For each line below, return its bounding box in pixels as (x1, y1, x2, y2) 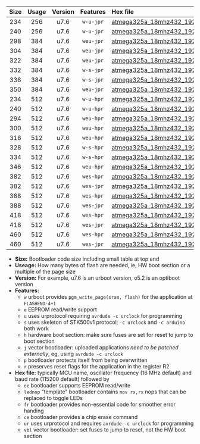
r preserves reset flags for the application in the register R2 (23, 363, 170, 370)
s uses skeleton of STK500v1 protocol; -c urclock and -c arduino (23, 318, 186, 326)
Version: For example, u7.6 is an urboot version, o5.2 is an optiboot (14, 274, 180, 282)
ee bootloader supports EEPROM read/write (23, 382, 131, 389)
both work (23, 325, 49, 332)
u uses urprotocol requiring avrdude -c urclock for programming (23, 312, 183, 319)
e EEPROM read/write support (23, 306, 97, 313)
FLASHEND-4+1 (23, 301, 57, 307)
